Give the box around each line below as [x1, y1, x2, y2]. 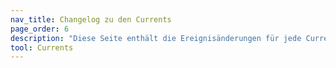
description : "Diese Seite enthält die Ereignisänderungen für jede [10, 33, 302, 43]
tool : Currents [10, 42, 74, 53]
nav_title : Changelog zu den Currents [10, 14, 172, 25]
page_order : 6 [10, 24, 70, 34]
